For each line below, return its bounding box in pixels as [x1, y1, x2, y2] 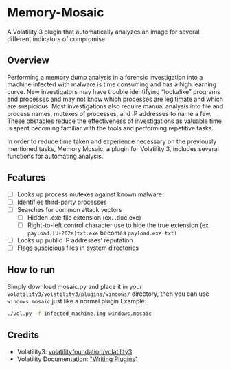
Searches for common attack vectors [16, 205, 122, 213]
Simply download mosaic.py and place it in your [7, 282, 143, 290]
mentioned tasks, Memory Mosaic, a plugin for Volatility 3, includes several [7, 144, 220, 152]
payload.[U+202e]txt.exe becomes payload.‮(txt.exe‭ [27, 229, 177, 237]
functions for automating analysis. [7, 152, 104, 160]
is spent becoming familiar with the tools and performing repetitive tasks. [7, 124, 214, 132]
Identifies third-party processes [16, 198, 108, 206]
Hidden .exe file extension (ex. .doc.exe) [27, 213, 142, 221]
